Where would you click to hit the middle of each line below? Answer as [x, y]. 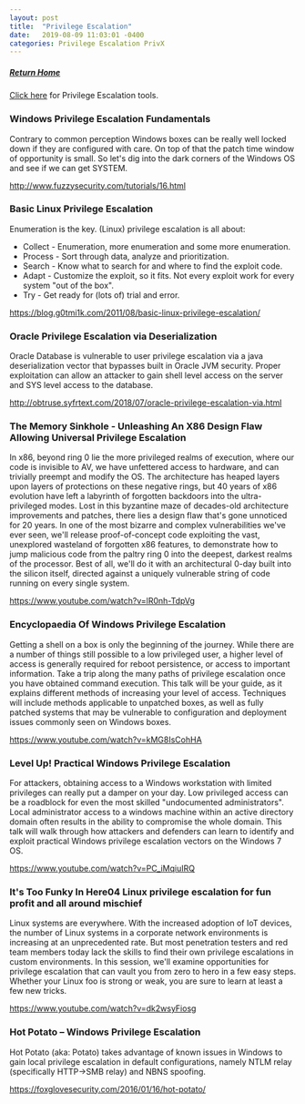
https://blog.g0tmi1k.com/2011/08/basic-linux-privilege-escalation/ [135, 312]
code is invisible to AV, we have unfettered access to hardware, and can [144, 467]
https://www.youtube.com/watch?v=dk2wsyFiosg [103, 1008]
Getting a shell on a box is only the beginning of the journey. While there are [152, 644]
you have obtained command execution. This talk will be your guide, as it [146, 683]
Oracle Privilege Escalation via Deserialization [113, 336]
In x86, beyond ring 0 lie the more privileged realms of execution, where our [152, 457]
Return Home [35, 72]
